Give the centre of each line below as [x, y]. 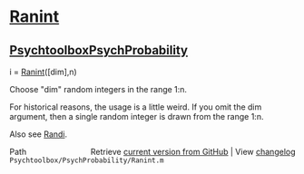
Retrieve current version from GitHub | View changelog [193, 152]
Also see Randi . [39, 134]
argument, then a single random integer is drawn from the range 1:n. [137, 116]
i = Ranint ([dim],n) [43, 72]
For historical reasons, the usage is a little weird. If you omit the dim [136, 107]
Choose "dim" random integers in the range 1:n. [98, 89]
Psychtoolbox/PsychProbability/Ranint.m [87, 160]
